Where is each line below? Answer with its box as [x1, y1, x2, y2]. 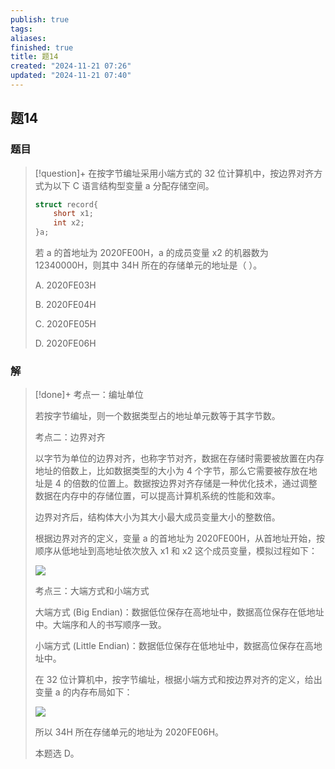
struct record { [34, 199, 99, 210]
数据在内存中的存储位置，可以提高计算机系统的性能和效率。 [34, 490, 281, 502]
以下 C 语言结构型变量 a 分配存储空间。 [52, 179, 215, 191]
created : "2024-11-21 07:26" [10, 61, 132, 71]
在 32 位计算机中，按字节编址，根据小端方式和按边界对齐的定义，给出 [34, 674, 323, 686]
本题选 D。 [34, 747, 80, 760]
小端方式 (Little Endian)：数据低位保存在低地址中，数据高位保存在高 [34, 640, 314, 652]
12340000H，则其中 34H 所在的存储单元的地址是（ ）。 [34, 259, 263, 271]
